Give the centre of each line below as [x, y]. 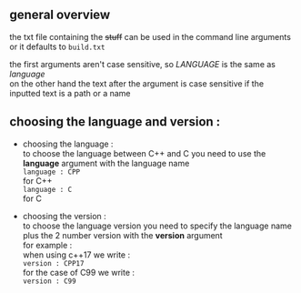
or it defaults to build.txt [57, 46]
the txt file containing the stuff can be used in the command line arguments [150, 36]
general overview [60, 15]
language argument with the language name [106, 163]
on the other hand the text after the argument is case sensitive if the [137, 83]
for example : [47, 245]
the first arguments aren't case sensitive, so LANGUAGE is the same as [142, 64]
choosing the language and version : [115, 122]
